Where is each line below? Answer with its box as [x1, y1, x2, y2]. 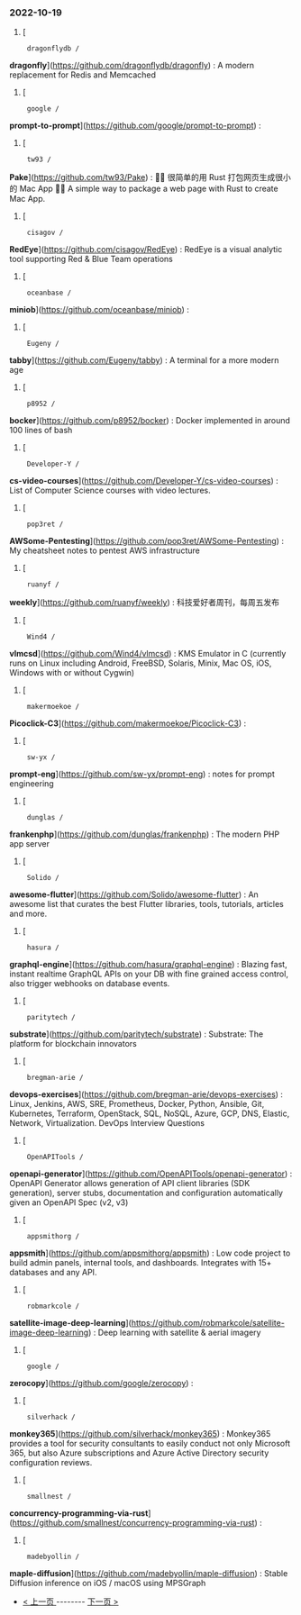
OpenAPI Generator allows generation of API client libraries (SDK [9, 1178, 251, 1189]
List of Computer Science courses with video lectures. [9, 485, 211, 496]
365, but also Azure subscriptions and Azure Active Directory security [9, 1447, 269, 1458]
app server [9, 839, 50, 849]
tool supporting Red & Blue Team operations [9, 254, 173, 265]
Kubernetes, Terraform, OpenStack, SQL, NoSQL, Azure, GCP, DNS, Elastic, [9, 1108, 290, 1119]
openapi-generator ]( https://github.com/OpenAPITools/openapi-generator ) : [9, 1168, 293, 1179]
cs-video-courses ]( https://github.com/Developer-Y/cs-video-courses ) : [9, 476, 279, 486]
